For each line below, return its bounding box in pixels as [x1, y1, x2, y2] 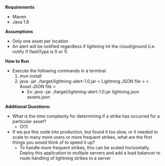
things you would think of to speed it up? [12, 139, 95, 145]
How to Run [5, 58, 30, 64]
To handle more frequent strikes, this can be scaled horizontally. [19, 145, 150, 150]
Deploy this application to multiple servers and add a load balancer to [19, 150, 161, 156]
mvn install [19, 73, 42, 79]
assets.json [27, 94, 50, 100]
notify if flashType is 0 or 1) [12, 49, 67, 54]
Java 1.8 [12, 19, 30, 25]
